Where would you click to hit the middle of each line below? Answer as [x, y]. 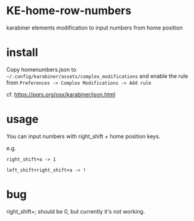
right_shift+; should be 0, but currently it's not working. [76, 211]
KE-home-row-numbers [69, 11]
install [22, 52]
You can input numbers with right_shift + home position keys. [84, 136]
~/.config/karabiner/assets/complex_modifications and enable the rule [97, 76]
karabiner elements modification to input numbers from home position [95, 28]
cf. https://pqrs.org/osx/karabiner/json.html [61, 94]
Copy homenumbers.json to [41, 69]
